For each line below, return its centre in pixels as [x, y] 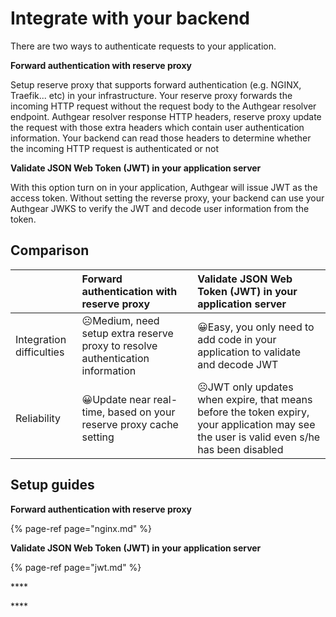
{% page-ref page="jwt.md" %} [76, 567]
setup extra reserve [127, 333]
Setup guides [52, 485]
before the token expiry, [253, 412]
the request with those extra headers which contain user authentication [157, 127]
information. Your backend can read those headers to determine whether [161, 138]
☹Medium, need [120, 320]
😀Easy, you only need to [256, 327]
